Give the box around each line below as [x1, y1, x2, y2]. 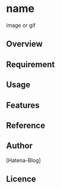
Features [6, 100, 40, 110]
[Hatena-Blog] [6, 156, 41, 163]
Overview [6, 39, 43, 49]
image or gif [6, 22, 36, 29]
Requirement [6, 59, 55, 69]
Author [6, 141, 33, 151]
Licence [6, 174, 37, 184]
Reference [6, 120, 46, 131]
